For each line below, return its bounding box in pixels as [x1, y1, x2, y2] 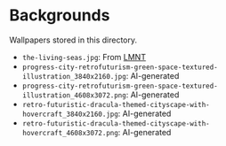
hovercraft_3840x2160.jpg [21, 110, 118, 119]
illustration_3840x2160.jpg [21, 72, 126, 81]
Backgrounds [9, 5, 110, 26]
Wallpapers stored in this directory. [9, 35, 138, 45]
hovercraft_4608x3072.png [21, 128, 118, 137]
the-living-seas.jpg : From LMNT [21, 51, 147, 62]
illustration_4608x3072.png [21, 90, 126, 100]
